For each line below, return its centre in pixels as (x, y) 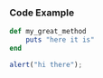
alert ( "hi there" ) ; (46, 64)
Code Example (42, 13)
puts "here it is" (60, 40)
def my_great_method (48, 32)
